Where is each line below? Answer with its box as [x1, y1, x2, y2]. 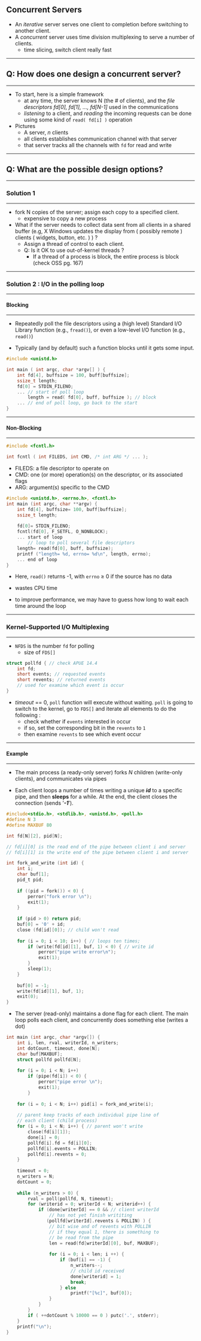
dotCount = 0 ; [17, 1179, 52, 1185]
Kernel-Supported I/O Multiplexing [6, 623, 109, 631]
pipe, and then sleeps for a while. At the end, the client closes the [14, 793, 178, 801]
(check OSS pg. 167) [32, 259, 84, 266]
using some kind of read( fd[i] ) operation [23, 116, 133, 123]
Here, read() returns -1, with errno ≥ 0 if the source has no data [14, 573, 172, 580]
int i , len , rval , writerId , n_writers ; [17, 1040, 119, 1046]
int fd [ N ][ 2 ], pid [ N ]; [6, 833, 63, 839]
